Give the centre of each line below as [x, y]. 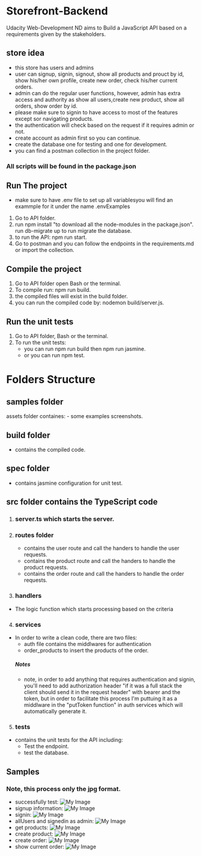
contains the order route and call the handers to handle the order [104, 574]
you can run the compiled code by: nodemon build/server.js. [89, 303]
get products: [31, 827]
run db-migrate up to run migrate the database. [73, 231]
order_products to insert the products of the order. [86, 650]
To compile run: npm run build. [53, 290]
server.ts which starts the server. [64, 519]
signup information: [39, 808]
